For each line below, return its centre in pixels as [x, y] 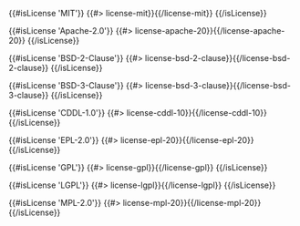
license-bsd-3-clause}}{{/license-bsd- [217, 85]
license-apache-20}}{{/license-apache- [210, 31]
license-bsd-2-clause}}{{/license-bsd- [217, 58]
